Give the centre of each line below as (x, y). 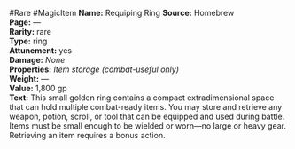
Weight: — (29, 78)
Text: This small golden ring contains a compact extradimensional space (142, 98)
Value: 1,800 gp (39, 88)
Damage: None (37, 60)
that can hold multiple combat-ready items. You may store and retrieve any (146, 107)
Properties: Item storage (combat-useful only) (94, 69)
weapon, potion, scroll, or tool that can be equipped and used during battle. (147, 116)
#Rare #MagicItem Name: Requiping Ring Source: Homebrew (122, 13)
